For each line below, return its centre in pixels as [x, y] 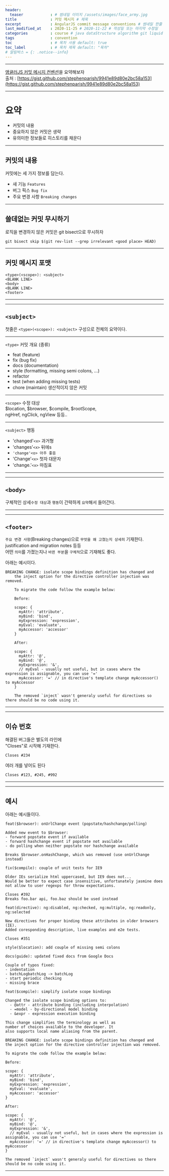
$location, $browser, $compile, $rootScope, [51, 408]
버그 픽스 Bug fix [30, 190]
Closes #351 [18, 939]
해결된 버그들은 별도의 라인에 [33, 739]
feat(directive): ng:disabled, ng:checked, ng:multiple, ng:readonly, [81, 907]
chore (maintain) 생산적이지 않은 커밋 [50, 387]
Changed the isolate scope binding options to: [56, 1000]
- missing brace [22, 983]
